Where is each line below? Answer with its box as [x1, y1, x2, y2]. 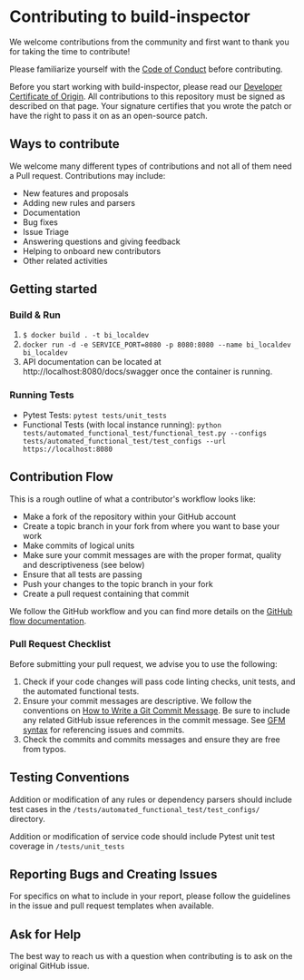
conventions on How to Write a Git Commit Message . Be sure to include [22, 705, 290, 716]
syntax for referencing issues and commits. [22, 724, 185, 735]
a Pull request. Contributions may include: [9, 170, 166, 181]
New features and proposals [22, 188, 129, 199]
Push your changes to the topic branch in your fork [22, 578, 213, 589]
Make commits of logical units [22, 540, 135, 551]
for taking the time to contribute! [9, 45, 131, 56]
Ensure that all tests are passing [22, 569, 142, 580]
